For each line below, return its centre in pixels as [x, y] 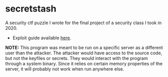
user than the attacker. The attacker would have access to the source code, [84, 53]
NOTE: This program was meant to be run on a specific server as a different [84, 47]
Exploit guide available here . [42, 38]
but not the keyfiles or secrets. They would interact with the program [76, 58]
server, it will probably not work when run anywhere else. [65, 69]
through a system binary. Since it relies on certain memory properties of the [84, 63]
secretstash [31, 9]
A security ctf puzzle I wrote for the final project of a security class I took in [83, 23]
